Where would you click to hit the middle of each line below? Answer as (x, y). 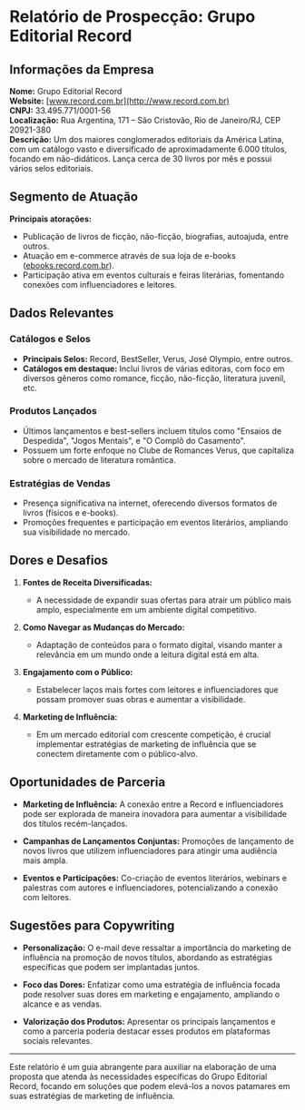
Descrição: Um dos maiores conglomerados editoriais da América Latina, (147, 139)
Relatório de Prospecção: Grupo (133, 17)
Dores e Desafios (59, 560)
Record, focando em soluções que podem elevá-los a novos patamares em (150, 1085)
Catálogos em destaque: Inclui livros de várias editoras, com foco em (153, 368)
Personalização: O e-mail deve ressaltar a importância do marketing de (157, 948)
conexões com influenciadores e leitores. (99, 284)
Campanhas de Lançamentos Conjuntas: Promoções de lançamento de (158, 840)
